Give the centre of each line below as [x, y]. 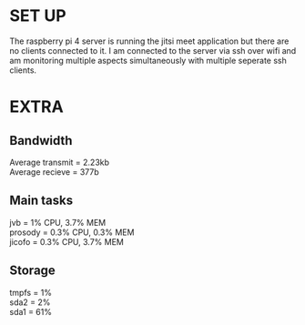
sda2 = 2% [30, 302]
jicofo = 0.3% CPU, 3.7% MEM [67, 241]
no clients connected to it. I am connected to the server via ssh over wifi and [153, 50]
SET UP [38, 16]
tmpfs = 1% [31, 292]
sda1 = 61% [31, 311]
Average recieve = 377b [54, 172]
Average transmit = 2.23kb [60, 162]
